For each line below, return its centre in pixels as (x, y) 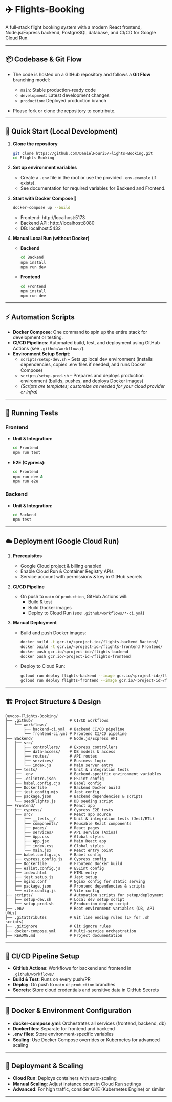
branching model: (31, 80)
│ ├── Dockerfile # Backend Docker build (63, 788)
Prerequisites (27, 556)
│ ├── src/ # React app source (58, 815)
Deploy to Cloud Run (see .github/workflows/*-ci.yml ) (86, 613)
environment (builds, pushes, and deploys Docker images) (82, 381)
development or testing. (38, 337)
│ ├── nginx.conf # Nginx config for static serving (75, 882)
